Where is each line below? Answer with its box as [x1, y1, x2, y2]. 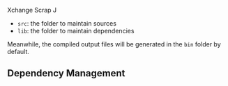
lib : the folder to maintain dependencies [17, 27, 135, 35]
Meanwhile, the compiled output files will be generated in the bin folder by [7, 40, 221, 48]
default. [7, 48, 30, 55]
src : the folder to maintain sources [17, 19, 117, 27]
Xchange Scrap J [7, 6, 57, 14]
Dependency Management [7, 67, 126, 79]
